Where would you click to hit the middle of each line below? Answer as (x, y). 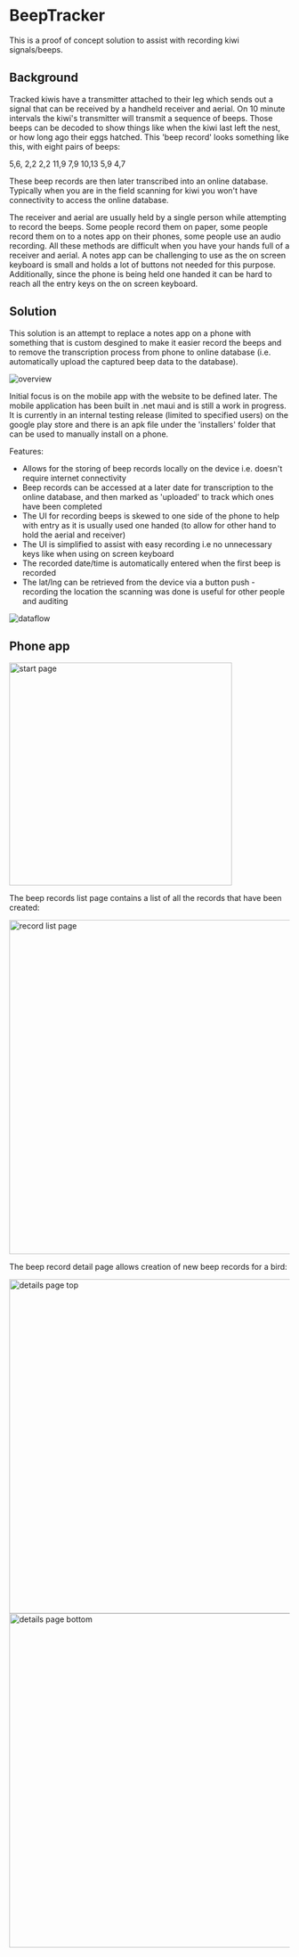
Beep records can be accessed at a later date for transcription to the (148, 487)
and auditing (45, 601)
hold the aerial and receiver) (74, 535)
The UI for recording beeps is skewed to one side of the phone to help (151, 516)
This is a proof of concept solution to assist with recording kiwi (125, 40)
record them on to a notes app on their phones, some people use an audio (145, 236)
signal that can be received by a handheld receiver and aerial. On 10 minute (147, 109)
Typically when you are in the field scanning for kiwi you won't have (133, 190)
